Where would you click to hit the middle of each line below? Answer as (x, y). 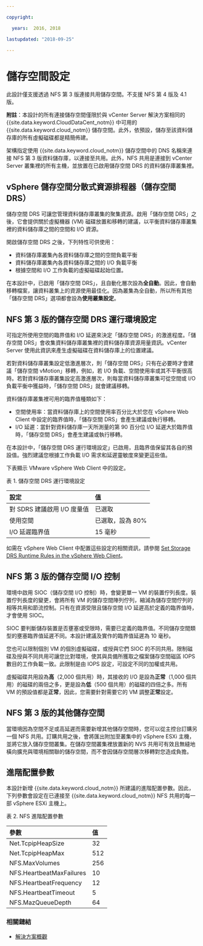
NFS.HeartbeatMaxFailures (48, 873)
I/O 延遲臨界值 (30, 532)
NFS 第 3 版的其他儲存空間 (55, 713)
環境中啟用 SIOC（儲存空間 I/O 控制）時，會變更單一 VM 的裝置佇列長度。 (99, 592)
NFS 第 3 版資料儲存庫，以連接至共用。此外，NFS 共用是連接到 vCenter (103, 158)
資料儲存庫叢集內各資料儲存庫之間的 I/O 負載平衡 (76, 262)
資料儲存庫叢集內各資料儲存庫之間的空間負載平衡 (76, 255)
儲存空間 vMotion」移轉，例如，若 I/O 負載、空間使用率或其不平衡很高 (105, 371)
